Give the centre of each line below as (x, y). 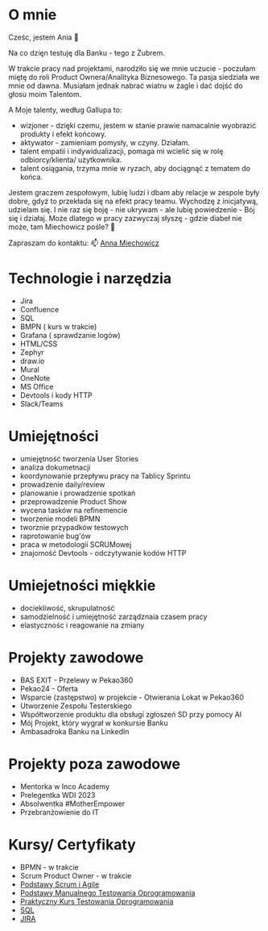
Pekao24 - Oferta (49, 688)
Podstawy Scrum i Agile (60, 884)
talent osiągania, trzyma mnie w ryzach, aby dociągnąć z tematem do (135, 168)
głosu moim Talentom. (45, 94)
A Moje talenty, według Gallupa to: (65, 110)
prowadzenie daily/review (62, 484)
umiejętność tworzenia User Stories (79, 458)
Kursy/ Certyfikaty (72, 844)
